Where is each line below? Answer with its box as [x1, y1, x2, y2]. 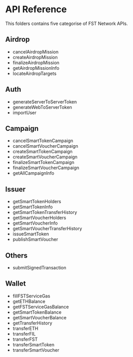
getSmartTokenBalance [12, 309, 62, 315]
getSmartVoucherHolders [12, 215, 66, 221]
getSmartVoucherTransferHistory [12, 226, 82, 232]
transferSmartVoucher [12, 347, 59, 353]
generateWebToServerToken [12, 104, 73, 110]
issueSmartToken [12, 231, 49, 237]
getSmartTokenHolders [12, 199, 61, 205]
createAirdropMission [12, 54, 58, 60]
